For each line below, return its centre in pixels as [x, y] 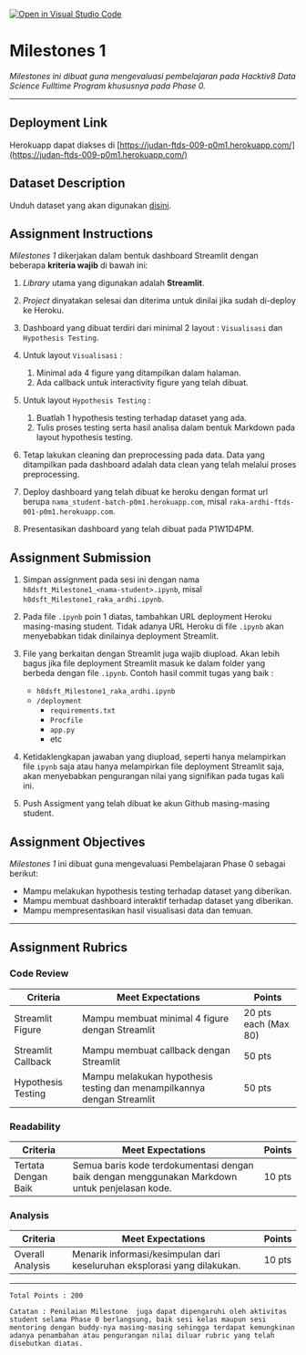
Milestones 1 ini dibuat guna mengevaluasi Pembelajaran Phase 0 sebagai [148, 864]
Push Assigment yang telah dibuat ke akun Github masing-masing [146, 804]
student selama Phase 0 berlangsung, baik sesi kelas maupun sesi [138, 1320]
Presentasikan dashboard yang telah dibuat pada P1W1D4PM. [138, 529]
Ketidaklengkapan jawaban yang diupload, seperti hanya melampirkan [154, 757]
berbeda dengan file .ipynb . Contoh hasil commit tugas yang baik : [148, 673]
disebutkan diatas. [46, 1344]
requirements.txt [82, 711]
